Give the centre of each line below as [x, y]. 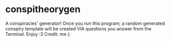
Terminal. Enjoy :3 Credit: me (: [38, 34]
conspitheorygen [43, 9]
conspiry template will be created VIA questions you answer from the [78, 28]
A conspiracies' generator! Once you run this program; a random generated [85, 23]
